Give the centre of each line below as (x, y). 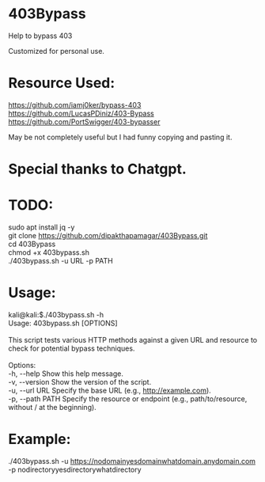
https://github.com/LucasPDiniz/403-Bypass (81, 113)
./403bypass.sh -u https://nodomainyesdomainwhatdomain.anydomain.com (132, 461)
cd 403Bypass (32, 244)
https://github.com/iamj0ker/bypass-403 (75, 104)
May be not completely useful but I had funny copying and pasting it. (120, 137)
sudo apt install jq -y (42, 227)
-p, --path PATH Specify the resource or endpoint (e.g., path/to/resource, (128, 399)
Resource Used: (62, 83)
